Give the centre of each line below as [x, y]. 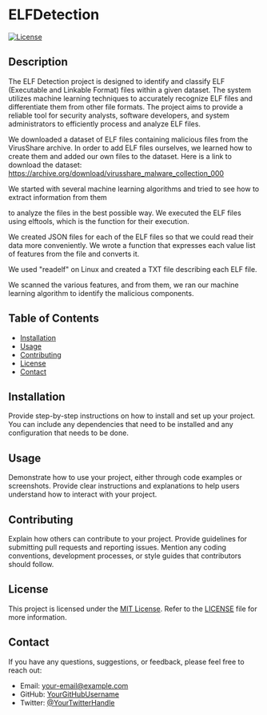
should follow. [31, 564]
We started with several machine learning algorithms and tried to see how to [134, 189]
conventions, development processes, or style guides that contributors [125, 556]
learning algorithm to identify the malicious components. [101, 293]
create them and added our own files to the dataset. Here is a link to [120, 156]
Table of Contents [54, 319]
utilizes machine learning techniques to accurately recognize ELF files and [131, 98]
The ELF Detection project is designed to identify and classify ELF [117, 81]
